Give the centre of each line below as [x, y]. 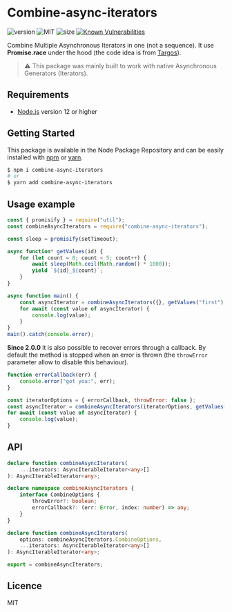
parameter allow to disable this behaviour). [68, 362]
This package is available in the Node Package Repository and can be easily [116, 150]
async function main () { [43, 296]
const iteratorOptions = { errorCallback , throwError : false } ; [101, 400]
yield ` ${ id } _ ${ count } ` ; [68, 270]
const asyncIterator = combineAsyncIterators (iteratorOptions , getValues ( [117, 406]
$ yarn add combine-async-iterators [60, 183]
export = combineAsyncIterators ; [55, 565]
